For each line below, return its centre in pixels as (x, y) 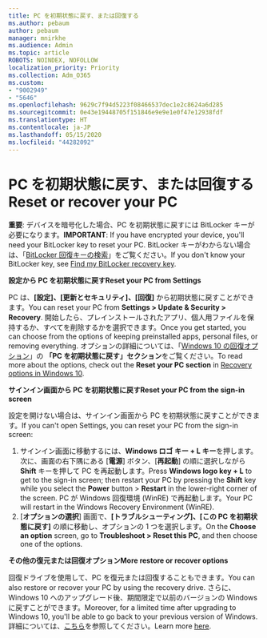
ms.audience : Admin (41, 46)
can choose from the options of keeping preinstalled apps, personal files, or (133, 336)
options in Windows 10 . (46, 374)
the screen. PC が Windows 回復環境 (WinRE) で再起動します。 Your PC (136, 498)
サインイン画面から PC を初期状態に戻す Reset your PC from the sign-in (127, 390)
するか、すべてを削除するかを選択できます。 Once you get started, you (130, 327)
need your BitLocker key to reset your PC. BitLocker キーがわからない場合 (130, 245)
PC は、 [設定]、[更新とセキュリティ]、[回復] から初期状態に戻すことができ (131, 298)
